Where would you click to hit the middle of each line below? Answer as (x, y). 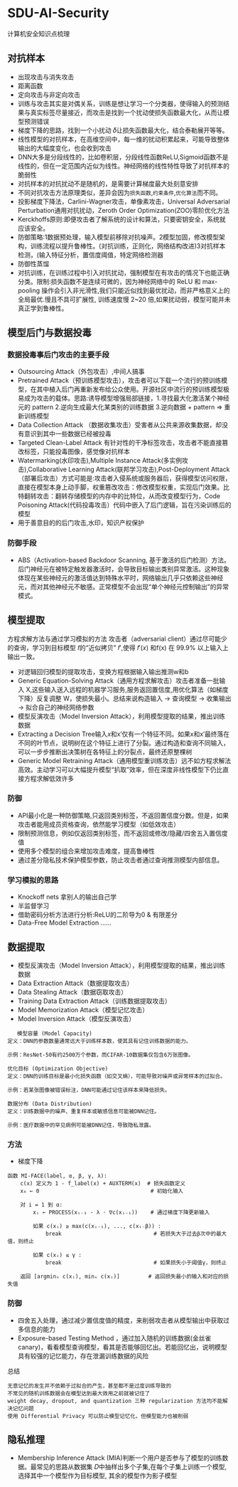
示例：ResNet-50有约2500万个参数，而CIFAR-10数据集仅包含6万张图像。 (101, 1055)
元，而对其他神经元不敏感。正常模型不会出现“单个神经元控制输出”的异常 (123, 587)
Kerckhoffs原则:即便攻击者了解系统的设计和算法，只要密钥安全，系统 (119, 219)
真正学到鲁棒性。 (43, 308)
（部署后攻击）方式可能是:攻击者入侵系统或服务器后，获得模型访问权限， (124, 478)
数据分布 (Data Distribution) (50, 1104)
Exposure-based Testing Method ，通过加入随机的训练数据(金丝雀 (114, 1338)
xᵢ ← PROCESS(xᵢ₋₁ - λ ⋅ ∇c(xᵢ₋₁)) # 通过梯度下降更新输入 (121, 1213)
